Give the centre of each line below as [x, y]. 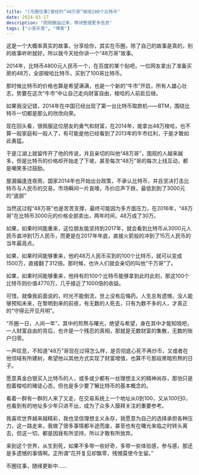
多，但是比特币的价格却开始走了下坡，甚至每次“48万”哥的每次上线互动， [95, 161]
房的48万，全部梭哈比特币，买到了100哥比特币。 [66, 73]
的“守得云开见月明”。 [32, 311]
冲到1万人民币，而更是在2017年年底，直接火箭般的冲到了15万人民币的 [106, 236]
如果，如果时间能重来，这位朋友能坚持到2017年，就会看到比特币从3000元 [96, 229]
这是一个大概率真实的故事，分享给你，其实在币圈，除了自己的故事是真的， [97, 46]
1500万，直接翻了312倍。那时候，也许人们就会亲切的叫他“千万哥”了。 [91, 263]
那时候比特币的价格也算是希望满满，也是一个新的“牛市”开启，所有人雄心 [94, 86]
